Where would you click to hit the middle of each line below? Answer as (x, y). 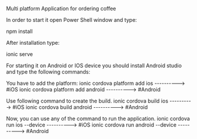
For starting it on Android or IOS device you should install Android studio (94, 65)
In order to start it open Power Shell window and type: (72, 20)
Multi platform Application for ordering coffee (61, 9)
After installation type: (33, 43)
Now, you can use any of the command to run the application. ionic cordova (98, 118)
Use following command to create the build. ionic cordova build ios (87, 101)
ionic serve (20, 54)
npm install (19, 31)
